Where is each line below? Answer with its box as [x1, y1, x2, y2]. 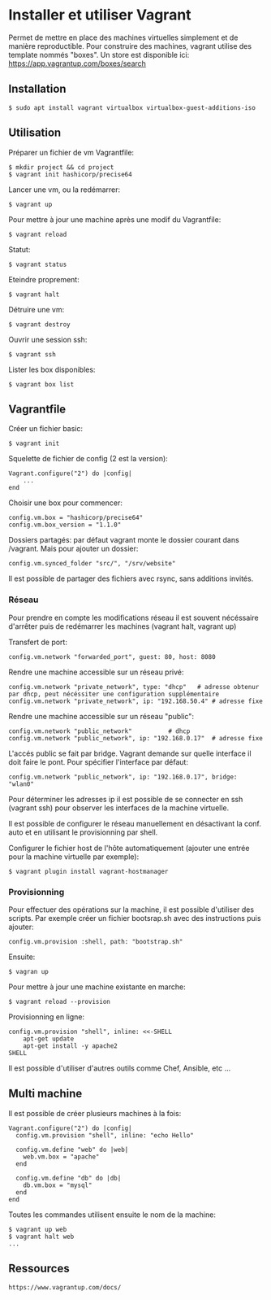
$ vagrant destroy [8, 320, 71, 329]
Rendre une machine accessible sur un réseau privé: [8, 667, 184, 677]
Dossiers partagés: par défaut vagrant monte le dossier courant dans [8, 535, 239, 545]
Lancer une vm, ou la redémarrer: [8, 185, 121, 194]
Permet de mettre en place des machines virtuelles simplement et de [8, 33, 239, 42]
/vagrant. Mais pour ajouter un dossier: [8, 543, 139, 554]
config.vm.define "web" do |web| [15, 1145, 129, 1154]
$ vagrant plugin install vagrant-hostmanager [8, 867, 169, 875]
